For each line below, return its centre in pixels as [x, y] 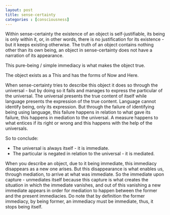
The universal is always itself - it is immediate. [61, 148]
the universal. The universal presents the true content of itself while [76, 96]
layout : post [19, 10]
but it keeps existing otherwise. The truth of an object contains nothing [79, 45]
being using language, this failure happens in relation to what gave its [78, 112]
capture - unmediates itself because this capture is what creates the [77, 180]
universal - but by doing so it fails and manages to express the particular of [84, 91]
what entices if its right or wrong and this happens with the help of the [79, 123]
